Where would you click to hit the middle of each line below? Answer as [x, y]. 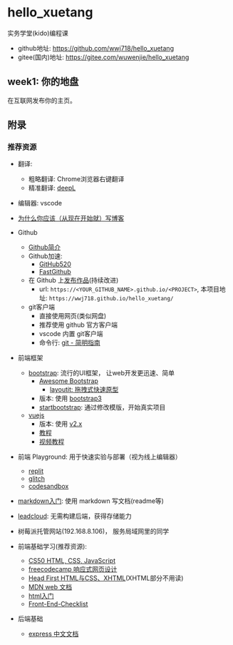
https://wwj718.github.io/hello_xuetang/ [111, 299]
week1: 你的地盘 [43, 82]
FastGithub [55, 272]
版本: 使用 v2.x [61, 424]
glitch [36, 479]
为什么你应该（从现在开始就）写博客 [71, 218]
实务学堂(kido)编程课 [38, 33]
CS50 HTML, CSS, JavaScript [72, 561]
